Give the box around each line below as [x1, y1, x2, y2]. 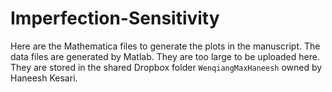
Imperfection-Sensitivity [10, 7, 220, 30]
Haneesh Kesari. [10, 72, 78, 84]
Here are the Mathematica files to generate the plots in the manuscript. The [10, 40, 321, 52]
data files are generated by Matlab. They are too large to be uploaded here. [10, 50, 320, 62]
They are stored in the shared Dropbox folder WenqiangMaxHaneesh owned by [10, 61, 323, 73]
